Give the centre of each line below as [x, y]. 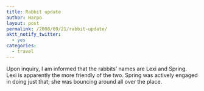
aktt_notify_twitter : [34, 35]
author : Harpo [24, 18]
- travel [23, 52]
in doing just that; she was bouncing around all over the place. [84, 81]
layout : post [23, 23]
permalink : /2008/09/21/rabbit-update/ [57, 29]
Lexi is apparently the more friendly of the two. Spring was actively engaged [102, 75]
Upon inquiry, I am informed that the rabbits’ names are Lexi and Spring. [97, 69]
